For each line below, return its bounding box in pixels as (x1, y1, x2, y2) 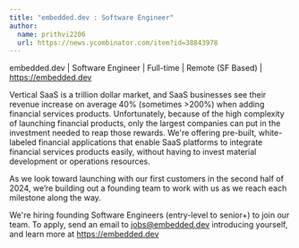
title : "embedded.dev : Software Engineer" (9, 13, 175, 22)
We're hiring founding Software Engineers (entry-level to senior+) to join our (9, 210, 290, 220)
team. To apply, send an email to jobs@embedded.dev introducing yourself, (9, 219, 288, 230)
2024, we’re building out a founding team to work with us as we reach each (9, 183, 287, 193)
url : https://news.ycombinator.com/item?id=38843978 (17, 38, 218, 47)
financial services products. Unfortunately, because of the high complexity (9, 108, 285, 119)
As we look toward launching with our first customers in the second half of (9, 174, 285, 184)
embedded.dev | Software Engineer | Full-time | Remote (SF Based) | (9, 63, 262, 73)
